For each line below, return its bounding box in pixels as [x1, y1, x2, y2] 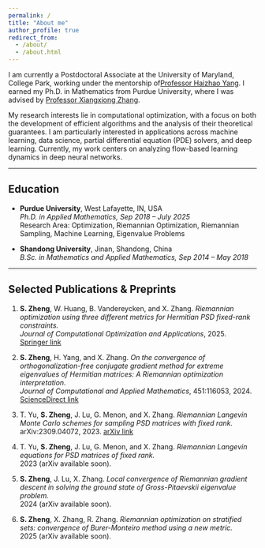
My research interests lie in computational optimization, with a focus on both [8, 111, 256, 119]
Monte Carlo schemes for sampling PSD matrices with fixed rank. [19, 418, 233, 427]
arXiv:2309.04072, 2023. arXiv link [19, 426, 134, 436]
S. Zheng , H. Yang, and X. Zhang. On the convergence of [19, 352, 206, 362]
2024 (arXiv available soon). [19, 499, 112, 509]
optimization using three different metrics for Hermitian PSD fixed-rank [19, 312, 251, 321]
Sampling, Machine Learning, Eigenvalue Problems [19, 228, 185, 238]
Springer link [19, 337, 62, 347]
